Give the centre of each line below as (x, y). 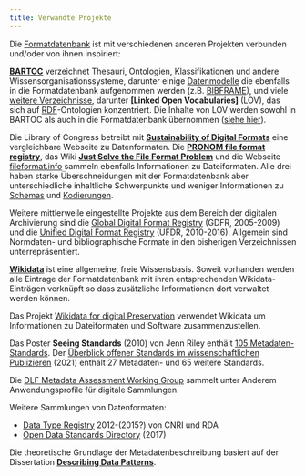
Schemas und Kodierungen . (61, 195)
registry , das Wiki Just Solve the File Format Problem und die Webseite (145, 157)
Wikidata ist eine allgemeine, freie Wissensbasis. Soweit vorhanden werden (152, 268)
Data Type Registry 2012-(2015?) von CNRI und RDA (120, 425)
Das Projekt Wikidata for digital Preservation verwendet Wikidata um (137, 316)
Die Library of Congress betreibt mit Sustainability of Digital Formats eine (149, 137)
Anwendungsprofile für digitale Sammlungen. (94, 390)
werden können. (40, 298)
